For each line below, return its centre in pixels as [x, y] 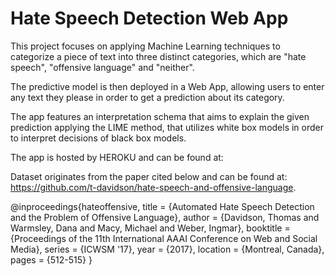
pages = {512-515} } [51, 259]
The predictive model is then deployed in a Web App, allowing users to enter [167, 86]
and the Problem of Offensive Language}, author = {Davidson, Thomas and [165, 217]
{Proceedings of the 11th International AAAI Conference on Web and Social [164, 238]
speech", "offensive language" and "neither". [102, 67]
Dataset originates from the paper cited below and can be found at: [149, 176]
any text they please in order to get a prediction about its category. [147, 97]
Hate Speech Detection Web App [149, 18]
